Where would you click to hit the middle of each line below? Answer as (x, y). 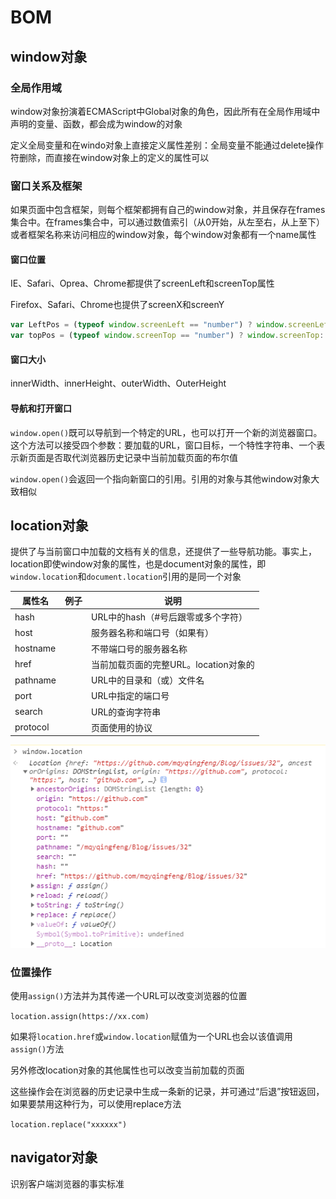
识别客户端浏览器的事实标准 (67, 1183)
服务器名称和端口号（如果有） (152, 633)
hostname (35, 648)
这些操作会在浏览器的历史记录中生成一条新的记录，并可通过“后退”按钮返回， (167, 1092)
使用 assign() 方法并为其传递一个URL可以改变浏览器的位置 (129, 996)
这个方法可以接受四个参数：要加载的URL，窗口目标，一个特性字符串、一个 (163, 445)
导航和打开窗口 (41, 408)
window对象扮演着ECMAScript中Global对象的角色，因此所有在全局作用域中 (165, 111)
